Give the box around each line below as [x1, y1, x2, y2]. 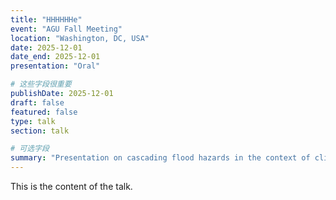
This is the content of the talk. [10, 181, 133, 192]
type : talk [10, 116, 56, 126]
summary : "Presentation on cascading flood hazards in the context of [10, 153, 311, 163]
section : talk [10, 126, 70, 136]
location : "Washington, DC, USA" [10, 33, 150, 43]
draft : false [10, 97, 65, 108]
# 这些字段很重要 [10, 79, 72, 90]
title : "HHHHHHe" [10, 14, 83, 25]
